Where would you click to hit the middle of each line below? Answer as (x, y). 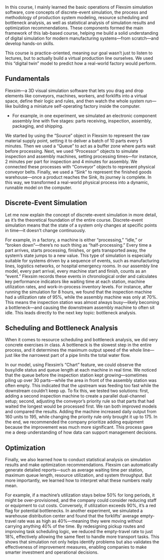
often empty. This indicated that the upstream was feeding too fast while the (82, 386)
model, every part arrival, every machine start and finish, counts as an (76, 271)
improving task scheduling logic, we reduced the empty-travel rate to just (79, 532)
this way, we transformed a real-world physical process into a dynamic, (77, 182)
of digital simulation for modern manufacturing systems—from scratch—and (82, 38)
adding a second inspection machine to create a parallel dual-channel (75, 396)
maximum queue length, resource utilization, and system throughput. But (79, 475)
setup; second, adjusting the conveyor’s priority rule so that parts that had (80, 401)
